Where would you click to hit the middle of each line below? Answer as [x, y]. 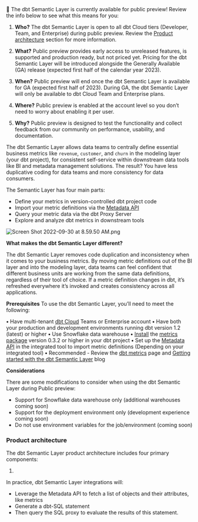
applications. [22, 292]
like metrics [29, 500]
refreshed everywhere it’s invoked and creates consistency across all [90, 286]
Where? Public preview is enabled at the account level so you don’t [97, 105]
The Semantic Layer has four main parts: [56, 190]
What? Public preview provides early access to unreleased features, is [101, 51]
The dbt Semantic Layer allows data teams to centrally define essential [92, 147]
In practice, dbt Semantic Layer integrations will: [65, 482]
